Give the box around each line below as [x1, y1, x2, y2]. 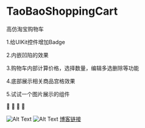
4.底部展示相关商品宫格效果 [6, 77, 76, 85]
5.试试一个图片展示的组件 [6, 90, 70, 97]
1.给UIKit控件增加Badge [6, 38, 65, 45]
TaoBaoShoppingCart [6, 4, 118, 18]
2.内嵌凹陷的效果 [6, 51, 49, 59]
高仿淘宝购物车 [6, 25, 44, 32]
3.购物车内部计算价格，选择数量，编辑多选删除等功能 [6, 64, 140, 72]
